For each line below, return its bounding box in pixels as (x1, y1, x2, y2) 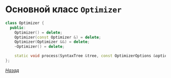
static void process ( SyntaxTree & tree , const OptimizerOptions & (14, 54, 156, 59)
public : (10, 25, 26, 30)
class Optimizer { (5, 20, 44, 25)
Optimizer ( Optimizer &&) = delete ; (14, 39, 90, 44)
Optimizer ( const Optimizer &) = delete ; (14, 35, 101, 40)
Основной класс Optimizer (5, 4, 122, 15)
